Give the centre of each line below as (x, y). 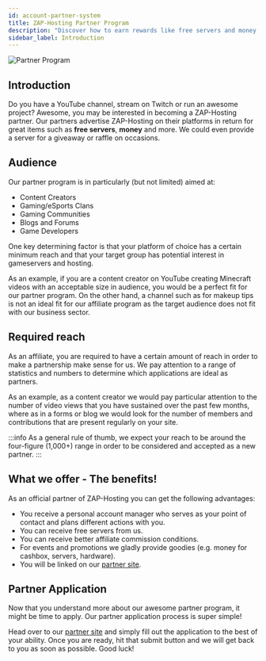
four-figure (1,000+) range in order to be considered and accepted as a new (132, 445)
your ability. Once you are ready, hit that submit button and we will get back (131, 640)
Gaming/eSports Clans (57, 205)
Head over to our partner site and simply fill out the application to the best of (133, 632)
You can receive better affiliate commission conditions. (109, 539)
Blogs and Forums (49, 222)
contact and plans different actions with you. (92, 522)
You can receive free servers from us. (81, 530)
